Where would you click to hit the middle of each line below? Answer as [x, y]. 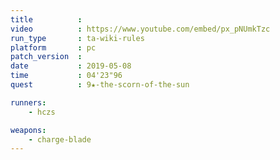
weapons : [28, 130]
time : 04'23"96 [66, 76]
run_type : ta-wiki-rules [77, 38]
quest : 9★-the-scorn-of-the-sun [100, 85]
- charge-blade [60, 139]
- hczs [42, 112]
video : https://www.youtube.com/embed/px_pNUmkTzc [140, 29]
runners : [28, 102]
